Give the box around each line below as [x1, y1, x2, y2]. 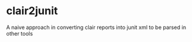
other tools [6, 30, 33, 37]
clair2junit [6, 4, 58, 18]
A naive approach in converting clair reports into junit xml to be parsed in [6, 24, 187, 31]
